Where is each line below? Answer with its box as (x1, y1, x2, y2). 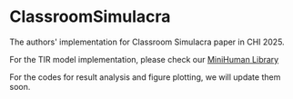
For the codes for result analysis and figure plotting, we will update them (9, 71, 281, 83)
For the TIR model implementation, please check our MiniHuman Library (9, 54, 279, 64)
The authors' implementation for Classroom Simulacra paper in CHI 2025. (9, 36, 285, 47)
